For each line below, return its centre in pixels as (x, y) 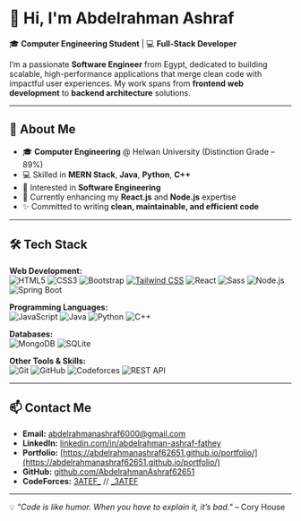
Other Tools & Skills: (48, 361)
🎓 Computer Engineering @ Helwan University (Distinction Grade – (149, 151)
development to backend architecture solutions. (100, 92)
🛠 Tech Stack (48, 245)
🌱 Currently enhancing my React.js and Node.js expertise (129, 197)
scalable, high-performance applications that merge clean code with (136, 73)
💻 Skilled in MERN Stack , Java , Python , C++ (106, 175)
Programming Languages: (59, 307)
